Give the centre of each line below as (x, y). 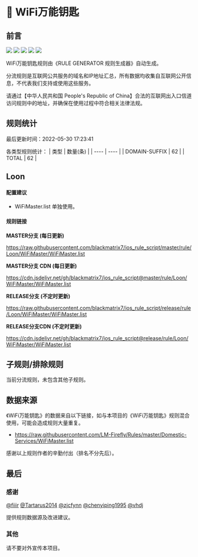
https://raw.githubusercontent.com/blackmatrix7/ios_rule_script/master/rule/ (99, 247)
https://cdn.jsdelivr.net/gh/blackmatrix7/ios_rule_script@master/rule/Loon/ (97, 278)
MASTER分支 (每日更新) (35, 235)
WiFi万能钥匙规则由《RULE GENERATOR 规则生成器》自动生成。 (84, 63)
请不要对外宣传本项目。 (34, 548)
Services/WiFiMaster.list (44, 441)
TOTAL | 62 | (22, 158)
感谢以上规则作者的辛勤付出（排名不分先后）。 (62, 453)
